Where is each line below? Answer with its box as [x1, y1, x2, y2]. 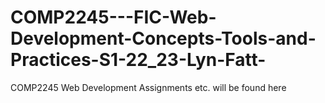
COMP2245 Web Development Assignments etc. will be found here [10, 81, 287, 93]
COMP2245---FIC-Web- [10, 6, 217, 29]
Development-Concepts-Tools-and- [10, 27, 317, 50]
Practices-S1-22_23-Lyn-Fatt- [10, 49, 267, 71]
